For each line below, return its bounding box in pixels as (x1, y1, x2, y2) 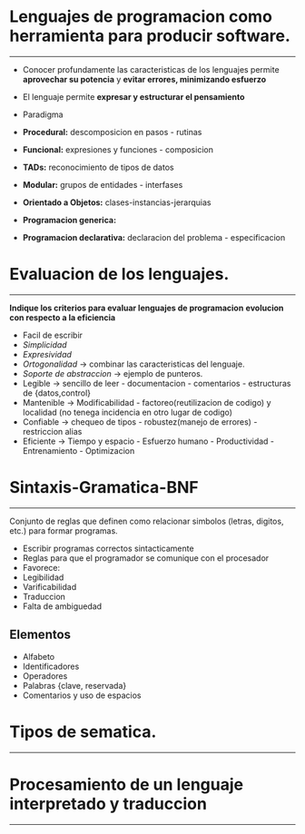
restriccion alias (22, 426, 83, 437)
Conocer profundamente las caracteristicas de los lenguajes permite (22, 64, 280, 74)
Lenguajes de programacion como (9, 6, 272, 27)
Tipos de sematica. (9, 721, 157, 741)
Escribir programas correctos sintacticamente (22, 543, 194, 554)
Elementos (9, 627, 71, 643)
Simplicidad (22, 339, 67, 350)
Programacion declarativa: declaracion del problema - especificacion (22, 231, 286, 242)
